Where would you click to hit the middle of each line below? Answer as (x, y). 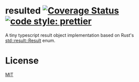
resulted (23, 11)
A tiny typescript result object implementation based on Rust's (69, 35)
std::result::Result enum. (30, 40)
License (22, 61)
